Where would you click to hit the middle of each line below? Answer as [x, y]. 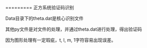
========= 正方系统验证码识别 [40, 7]
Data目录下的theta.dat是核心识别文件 [44, 18]
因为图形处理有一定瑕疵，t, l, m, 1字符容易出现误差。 [61, 40]
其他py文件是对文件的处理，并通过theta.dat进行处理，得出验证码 [74, 29]
